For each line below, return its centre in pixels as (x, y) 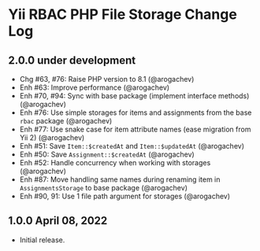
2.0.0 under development (72, 60)
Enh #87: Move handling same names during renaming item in (120, 179)
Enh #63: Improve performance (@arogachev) (95, 87)
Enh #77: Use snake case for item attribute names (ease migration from (135, 129)
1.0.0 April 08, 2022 (58, 221)
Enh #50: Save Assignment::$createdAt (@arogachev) (107, 154)
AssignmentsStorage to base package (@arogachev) (103, 188)
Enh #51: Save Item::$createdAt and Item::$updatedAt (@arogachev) (132, 146)
